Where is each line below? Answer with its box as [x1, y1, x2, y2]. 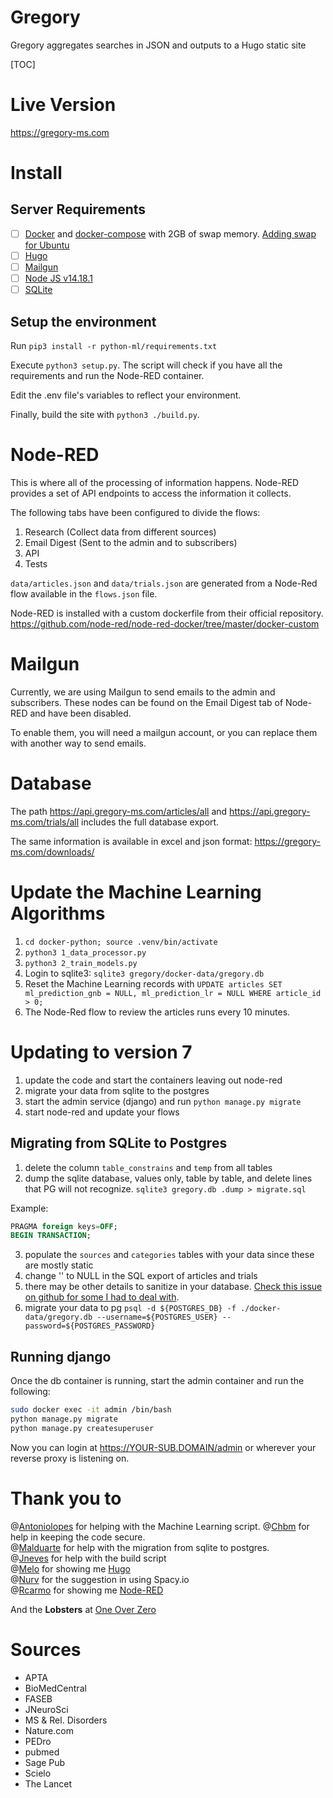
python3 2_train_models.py [24, 958, 138, 968]
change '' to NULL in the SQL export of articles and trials [24, 1270, 258, 1282]
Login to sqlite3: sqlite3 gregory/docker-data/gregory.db [24, 967, 265, 979]
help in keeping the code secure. [10, 1531, 146, 1543]
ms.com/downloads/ [10, 846, 95, 858]
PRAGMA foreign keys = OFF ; [10, 1221, 118, 1231]
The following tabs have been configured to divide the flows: [10, 506, 261, 518]
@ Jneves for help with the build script [10, 1552, 167, 1564]
